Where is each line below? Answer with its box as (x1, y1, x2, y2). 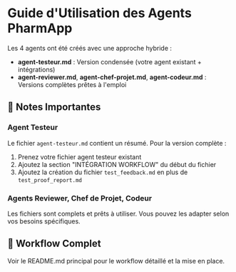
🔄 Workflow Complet (7, 238, 101, 250)
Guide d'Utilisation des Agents (7, 5, 193, 21)
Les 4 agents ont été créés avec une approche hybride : (7, 44, 173, 52)
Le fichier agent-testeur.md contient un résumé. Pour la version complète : (7, 138, 227, 147)
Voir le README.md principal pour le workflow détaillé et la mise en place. (7, 256, 225, 265)
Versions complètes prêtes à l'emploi (17, 80, 127, 89)
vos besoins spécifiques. (7, 216, 81, 226)
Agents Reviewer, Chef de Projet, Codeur (7, 193, 152, 203)
